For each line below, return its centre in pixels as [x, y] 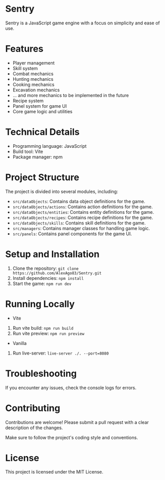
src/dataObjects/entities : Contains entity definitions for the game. [83, 212]
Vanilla [20, 343]
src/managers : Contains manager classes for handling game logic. [81, 228]
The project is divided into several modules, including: [62, 191]
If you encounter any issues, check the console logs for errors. [71, 388]
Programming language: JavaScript [49, 146]
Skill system [25, 68]
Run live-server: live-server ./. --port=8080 [61, 353]
